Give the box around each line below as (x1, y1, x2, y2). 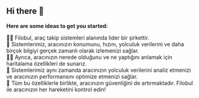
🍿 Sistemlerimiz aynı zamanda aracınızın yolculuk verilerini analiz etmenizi (6, 66, 191, 74)
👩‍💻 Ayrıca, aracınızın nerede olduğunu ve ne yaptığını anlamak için (6, 53, 173, 61)
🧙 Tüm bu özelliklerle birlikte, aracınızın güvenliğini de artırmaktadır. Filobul (6, 79, 193, 86)
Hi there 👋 (6, 6, 44, 16)
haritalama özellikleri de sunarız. (6, 60, 87, 67)
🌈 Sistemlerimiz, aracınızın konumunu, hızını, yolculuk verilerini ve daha (6, 40, 184, 47)
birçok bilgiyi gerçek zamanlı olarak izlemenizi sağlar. (6, 47, 140, 54)
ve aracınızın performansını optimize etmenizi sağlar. (6, 72, 138, 80)
